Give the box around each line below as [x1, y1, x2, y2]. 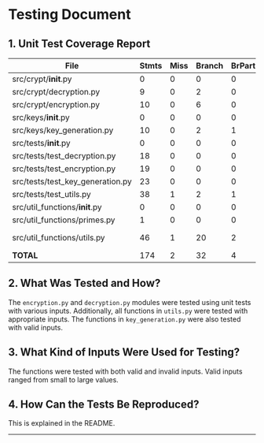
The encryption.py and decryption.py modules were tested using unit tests [8, 297, 251, 307]
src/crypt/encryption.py [12, 99, 101, 110]
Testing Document [8, 6, 131, 24]
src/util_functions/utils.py [12, 233, 105, 243]
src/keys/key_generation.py [12, 125, 114, 136]
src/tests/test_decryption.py [12, 151, 116, 161]
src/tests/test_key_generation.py [12, 176, 132, 187]
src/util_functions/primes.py [12, 214, 115, 225]
